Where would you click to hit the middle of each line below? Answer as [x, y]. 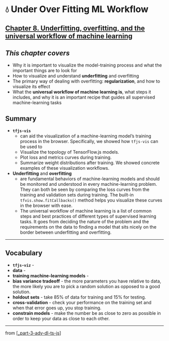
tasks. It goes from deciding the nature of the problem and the [84, 222]
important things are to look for [45, 71]
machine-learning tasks [37, 103]
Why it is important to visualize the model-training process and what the [87, 65]
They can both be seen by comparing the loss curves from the [85, 189]
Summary [21, 119]
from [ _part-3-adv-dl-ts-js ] [33, 333]
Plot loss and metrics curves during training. [66, 158]
